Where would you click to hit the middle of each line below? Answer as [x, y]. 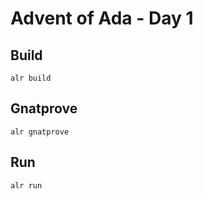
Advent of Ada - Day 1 [102, 18]
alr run [26, 185]
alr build [31, 78]
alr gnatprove [40, 132]
